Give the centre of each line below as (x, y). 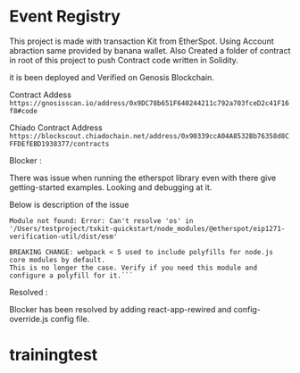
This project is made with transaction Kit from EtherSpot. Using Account (142, 41)
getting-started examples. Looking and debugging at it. (111, 187)
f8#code (24, 111)
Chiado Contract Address (56, 128)
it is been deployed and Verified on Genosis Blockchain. (112, 77)
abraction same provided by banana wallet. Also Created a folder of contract (150, 50)
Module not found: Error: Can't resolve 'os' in (101, 220)
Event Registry (65, 17)
